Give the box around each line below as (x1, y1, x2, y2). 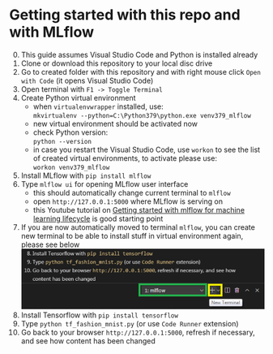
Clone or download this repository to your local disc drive (20, 58, 213, 68)
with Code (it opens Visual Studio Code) (20, 76, 154, 85)
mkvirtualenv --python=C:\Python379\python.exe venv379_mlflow (32, 111, 252, 119)
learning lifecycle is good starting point (32, 214, 164, 223)
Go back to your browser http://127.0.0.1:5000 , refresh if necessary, (20, 327, 256, 338)
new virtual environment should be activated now (32, 119, 198, 128)
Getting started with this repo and (9, 6, 241, 24)
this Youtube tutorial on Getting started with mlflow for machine (32, 205, 245, 214)
